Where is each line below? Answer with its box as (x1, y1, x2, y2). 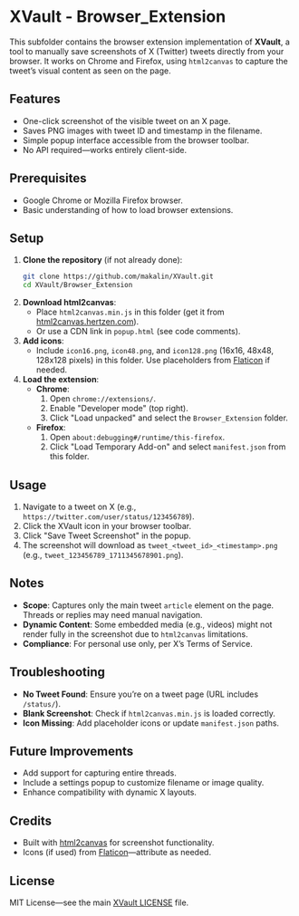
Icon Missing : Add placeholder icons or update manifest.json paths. (22, 718, 279, 728)
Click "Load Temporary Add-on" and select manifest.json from (49, 441, 286, 452)
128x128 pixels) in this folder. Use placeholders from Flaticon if (35, 355, 270, 366)
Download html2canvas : (22, 297, 117, 308)
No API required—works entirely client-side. (22, 144, 188, 155)
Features (9, 92, 61, 107)
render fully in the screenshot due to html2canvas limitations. (22, 628, 248, 640)
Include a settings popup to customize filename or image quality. (22, 777, 265, 788)
